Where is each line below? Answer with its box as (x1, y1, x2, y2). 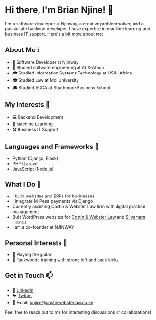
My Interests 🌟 (5, 100, 50, 109)
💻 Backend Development (12, 114, 63, 120)
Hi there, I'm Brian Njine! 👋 (5, 4, 114, 16)
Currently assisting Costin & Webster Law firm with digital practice (12, 203, 146, 210)
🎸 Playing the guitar (12, 252, 52, 257)
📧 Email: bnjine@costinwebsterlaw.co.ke (12, 299, 94, 305)
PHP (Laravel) (12, 161, 40, 167)
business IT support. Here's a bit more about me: (5, 31, 104, 37)
